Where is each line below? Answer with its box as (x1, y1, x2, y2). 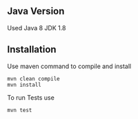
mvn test (7, 107, 32, 113)
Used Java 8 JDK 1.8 (7, 23, 66, 32)
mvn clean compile (7, 75, 60, 82)
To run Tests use (7, 93, 55, 102)
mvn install (7, 81, 41, 88)
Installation (7, 44, 57, 56)
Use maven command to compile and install (7, 62, 132, 70)
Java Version (7, 6, 65, 17)
